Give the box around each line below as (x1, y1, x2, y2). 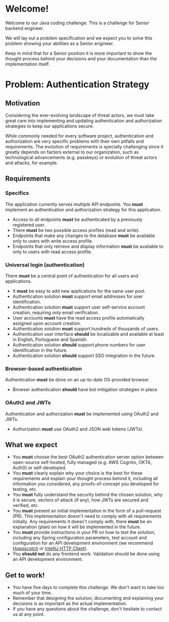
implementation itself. (5, 61, 50, 67)
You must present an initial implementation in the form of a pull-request (12, 508, 161, 514)
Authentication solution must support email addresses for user (12, 293, 143, 299)
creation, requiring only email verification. (12, 309, 99, 316)
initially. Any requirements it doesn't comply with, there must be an (12, 519, 152, 525)
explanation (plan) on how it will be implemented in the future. (12, 524, 141, 530)
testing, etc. (12, 486, 38, 492)
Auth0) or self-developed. (12, 464, 67, 471)
